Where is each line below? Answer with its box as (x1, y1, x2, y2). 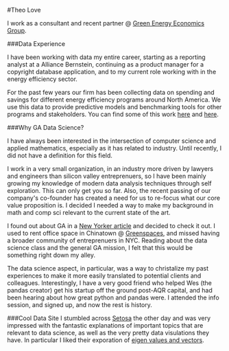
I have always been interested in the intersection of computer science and (7, 137, 217, 145)
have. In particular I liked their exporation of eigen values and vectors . (7, 336, 204, 344)
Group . (7, 27, 27, 34)
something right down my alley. (7, 251, 96, 259)
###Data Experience (7, 40, 66, 47)
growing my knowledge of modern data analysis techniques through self (7, 179, 212, 188)
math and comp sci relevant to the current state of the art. (7, 209, 171, 216)
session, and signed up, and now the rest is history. (7, 301, 153, 308)
